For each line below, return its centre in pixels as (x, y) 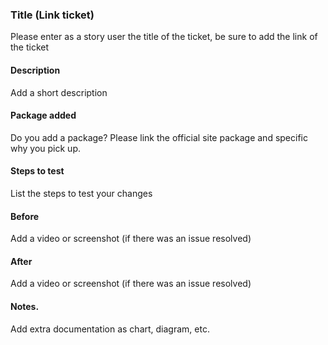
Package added (43, 115)
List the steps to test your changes (81, 193)
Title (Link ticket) (52, 15)
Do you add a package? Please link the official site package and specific (159, 137)
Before (25, 216)
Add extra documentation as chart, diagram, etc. (110, 329)
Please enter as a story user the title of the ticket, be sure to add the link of (164, 37)
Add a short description (59, 92)
